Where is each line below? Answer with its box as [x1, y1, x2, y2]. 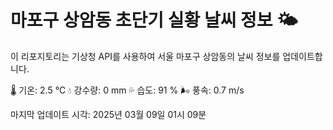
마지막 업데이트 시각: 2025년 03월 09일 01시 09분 [10, 108, 207, 120]
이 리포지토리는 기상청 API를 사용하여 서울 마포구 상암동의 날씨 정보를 [10, 50, 281, 62]
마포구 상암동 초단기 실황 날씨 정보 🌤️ [10, 9, 298, 32]
